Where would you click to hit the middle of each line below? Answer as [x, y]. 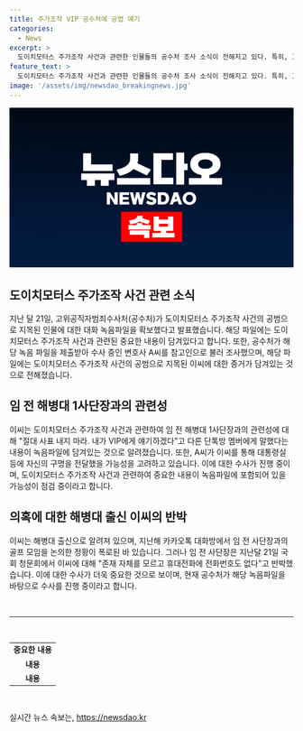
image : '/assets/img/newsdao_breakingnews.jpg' [101, 86]
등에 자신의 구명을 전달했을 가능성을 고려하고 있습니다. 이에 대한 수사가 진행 [142, 463]
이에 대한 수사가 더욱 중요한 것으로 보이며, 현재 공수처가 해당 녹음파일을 [161, 574]
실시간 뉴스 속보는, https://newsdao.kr [78, 717]
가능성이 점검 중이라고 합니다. [61, 486]
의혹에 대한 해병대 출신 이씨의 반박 [98, 518]
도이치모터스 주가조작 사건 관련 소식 [102, 295]
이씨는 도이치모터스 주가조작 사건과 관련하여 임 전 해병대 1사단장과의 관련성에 [145, 430]
